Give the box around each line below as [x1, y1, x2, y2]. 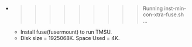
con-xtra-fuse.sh [142, 11, 184, 18]
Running [142, 5, 163, 12]
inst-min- [163, 5, 187, 12]
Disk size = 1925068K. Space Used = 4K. [20, 35, 120, 41]
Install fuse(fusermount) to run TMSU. [20, 28, 112, 35]
